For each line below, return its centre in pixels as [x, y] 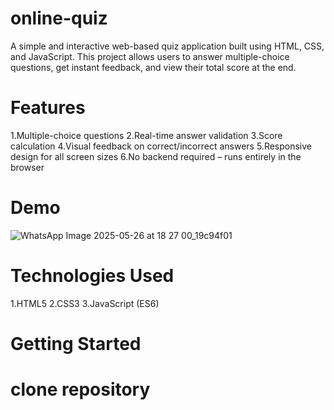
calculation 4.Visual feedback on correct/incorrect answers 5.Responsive [161, 146]
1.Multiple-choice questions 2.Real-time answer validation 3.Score [146, 135]
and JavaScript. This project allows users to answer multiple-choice [150, 56]
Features [48, 108]
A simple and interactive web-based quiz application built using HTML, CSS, [167, 46]
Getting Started [76, 343]
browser [27, 167]
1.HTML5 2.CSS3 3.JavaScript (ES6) [85, 303]
